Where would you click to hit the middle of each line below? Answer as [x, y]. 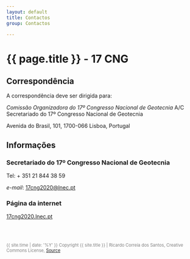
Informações [31, 145]
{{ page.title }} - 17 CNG [68, 59]
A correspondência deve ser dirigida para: [59, 96]
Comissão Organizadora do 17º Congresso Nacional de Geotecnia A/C [95, 108]
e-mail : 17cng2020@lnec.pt [41, 188]
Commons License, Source [33, 250]
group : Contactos [28, 23]
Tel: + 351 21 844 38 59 [36, 176]
